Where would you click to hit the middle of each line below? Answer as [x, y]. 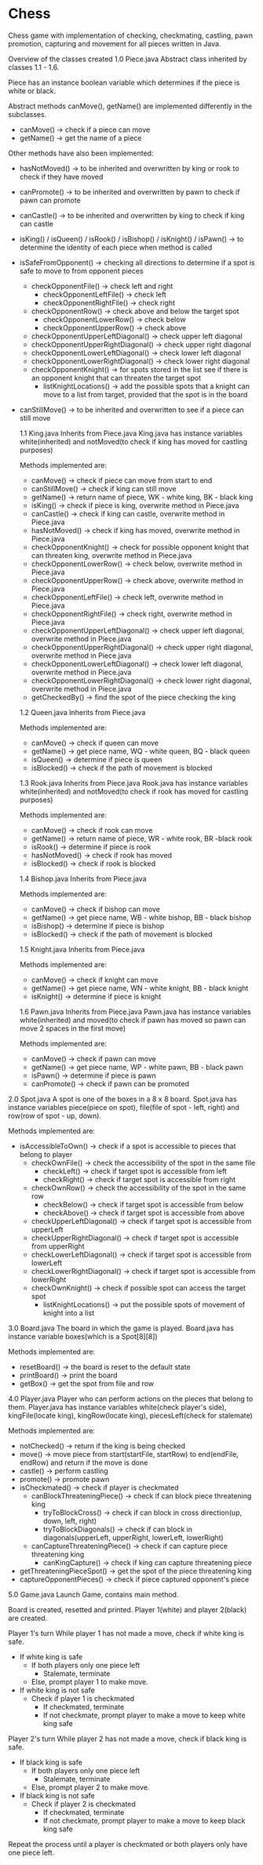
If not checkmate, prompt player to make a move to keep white [144, 1715]
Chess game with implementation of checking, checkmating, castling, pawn [131, 35]
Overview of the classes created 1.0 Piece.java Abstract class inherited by [128, 59]
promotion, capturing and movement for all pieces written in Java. [115, 43]
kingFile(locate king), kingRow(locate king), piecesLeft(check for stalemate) [130, 1415]
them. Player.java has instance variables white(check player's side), [117, 1407]
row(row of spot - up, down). [55, 1115]
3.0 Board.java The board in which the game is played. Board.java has [121, 1328]
